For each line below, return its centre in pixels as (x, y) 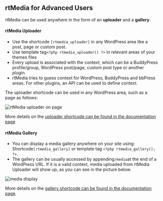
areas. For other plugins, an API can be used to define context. (75, 83)
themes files (25, 57)
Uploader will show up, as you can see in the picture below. (72, 169)
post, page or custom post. (39, 47)
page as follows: (21, 98)
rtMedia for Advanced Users (49, 8)
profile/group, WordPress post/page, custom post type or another (78, 68)
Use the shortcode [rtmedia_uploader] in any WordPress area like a (80, 42)
